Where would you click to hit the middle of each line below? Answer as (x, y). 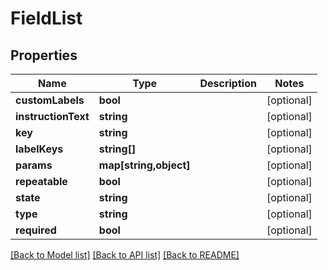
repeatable (41, 181)
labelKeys (39, 149)
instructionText (52, 116)
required (36, 230)
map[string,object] (144, 165)
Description (228, 83)
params (34, 165)
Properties (44, 55)
